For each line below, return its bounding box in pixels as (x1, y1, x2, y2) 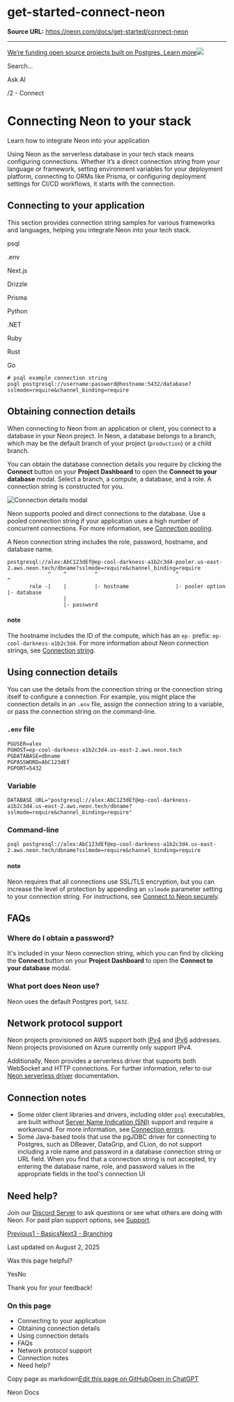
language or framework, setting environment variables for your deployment (7, 165, 223, 173)
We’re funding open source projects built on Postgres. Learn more (7, 48, 197, 57)
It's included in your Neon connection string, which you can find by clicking (7, 949, 224, 957)
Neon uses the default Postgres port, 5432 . (7, 997, 130, 1006)
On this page (7, 1301, 52, 1311)
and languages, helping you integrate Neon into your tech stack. (7, 225, 192, 234)
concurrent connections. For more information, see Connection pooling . (7, 524, 214, 532)
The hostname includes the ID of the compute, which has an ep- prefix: (7, 631, 211, 639)
